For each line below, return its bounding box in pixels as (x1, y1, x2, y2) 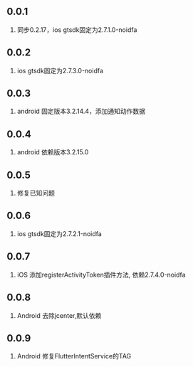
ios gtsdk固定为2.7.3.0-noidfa (16, 66, 104, 75)
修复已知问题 (16, 188, 55, 198)
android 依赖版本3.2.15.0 (16, 148, 89, 156)
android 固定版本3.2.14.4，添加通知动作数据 (16, 107, 145, 116)
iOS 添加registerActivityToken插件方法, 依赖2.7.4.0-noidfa (16, 270, 186, 279)
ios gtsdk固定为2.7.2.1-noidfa (16, 229, 103, 238)
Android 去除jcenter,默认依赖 (16, 311, 102, 319)
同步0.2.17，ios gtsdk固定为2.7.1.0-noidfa (16, 25, 137, 34)
